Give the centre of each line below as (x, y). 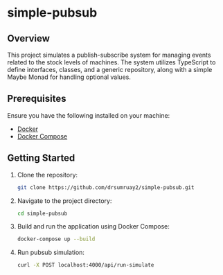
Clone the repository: (47, 175)
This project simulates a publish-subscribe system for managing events (109, 55)
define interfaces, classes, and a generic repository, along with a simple (110, 70)
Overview (29, 38)
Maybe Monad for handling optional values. (69, 77)
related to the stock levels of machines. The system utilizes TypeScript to (111, 62)
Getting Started (41, 158)
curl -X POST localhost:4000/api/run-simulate (86, 265)
